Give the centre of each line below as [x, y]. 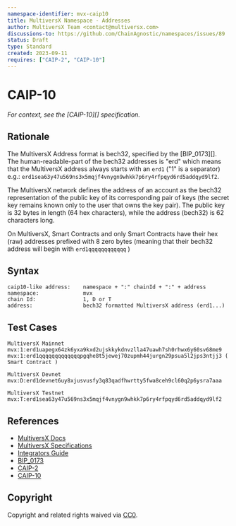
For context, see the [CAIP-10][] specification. [74, 115]
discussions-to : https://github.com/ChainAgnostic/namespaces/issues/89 [116, 34]
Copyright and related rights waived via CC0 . [73, 515]
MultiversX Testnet [36, 393]
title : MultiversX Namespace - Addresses [69, 21]
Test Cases [32, 327]
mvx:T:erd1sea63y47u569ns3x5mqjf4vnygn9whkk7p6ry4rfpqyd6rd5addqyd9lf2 [114, 399]
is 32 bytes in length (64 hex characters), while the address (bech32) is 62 [116, 212]
